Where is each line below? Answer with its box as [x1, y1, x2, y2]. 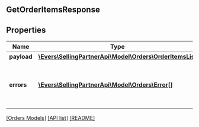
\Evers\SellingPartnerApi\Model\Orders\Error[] [38, 81, 173, 89]
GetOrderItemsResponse [6, 5, 101, 15]
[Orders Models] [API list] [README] [6, 115, 95, 122]
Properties [6, 25, 46, 35]
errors [9, 81, 27, 89]
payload [9, 53, 33, 61]
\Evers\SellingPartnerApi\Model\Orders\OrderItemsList [38, 53, 197, 61]
